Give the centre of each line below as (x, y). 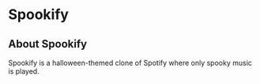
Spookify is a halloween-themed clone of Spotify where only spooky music (130, 63)
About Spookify (48, 44)
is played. (24, 71)
